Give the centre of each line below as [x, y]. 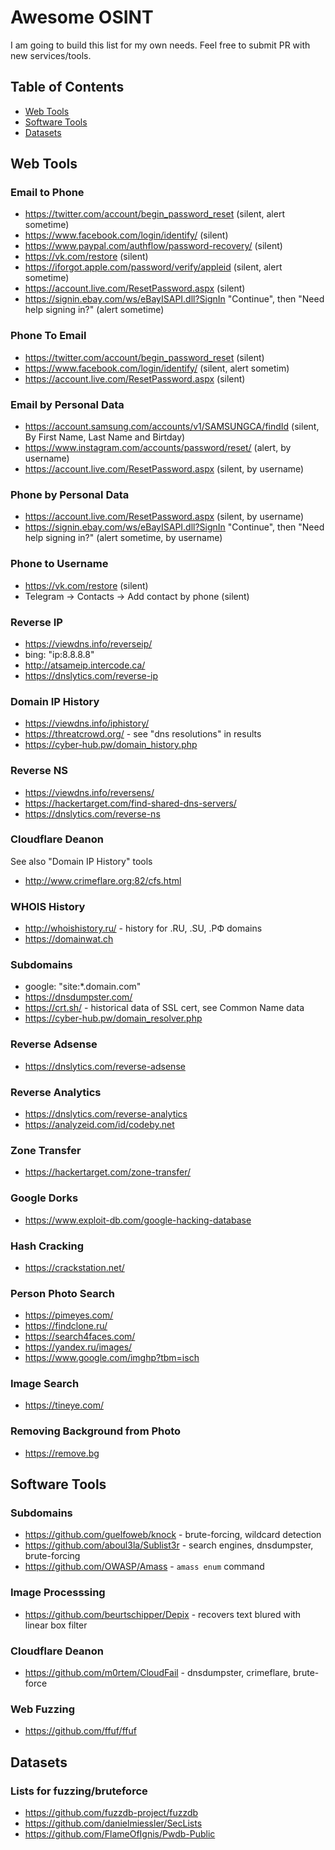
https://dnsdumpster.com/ [78, 997]
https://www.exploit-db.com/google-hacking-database [138, 1220]
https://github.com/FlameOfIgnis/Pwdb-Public [120, 1834]
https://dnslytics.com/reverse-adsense [105, 1066]
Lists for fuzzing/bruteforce [79, 1791]
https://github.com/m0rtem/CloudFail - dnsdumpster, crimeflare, [158, 1673]
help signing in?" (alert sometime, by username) [123, 538]
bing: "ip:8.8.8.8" [59, 654]
